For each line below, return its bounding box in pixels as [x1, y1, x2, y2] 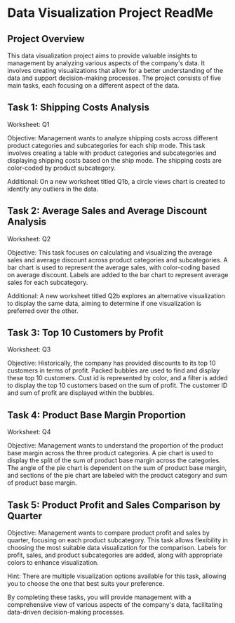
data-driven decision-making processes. [7, 608, 125, 617]
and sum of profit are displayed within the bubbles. [7, 389, 154, 397]
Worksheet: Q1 [7, 120, 50, 128]
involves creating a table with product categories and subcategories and [7, 149, 217, 157]
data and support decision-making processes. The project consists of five [7, 74, 222, 82]
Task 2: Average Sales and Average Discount [7, 205, 208, 217]
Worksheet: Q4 [7, 428, 51, 436]
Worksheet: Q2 [7, 234, 51, 243]
